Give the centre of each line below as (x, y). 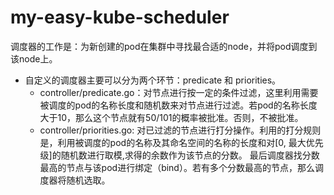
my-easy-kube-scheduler (120, 17)
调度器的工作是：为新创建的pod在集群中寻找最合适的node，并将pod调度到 (164, 46)
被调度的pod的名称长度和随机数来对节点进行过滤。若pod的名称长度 (178, 105)
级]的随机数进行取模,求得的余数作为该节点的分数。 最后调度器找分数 (179, 155)
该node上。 (34, 58)
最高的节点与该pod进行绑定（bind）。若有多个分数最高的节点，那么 (177, 167)
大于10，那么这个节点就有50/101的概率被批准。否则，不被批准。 (171, 117)
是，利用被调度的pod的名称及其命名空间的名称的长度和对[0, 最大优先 (181, 142)
